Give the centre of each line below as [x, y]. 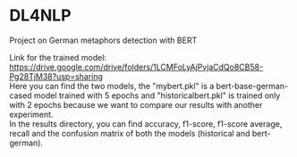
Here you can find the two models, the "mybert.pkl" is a [112, 86]
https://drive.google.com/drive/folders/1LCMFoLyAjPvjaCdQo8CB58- [136, 67]
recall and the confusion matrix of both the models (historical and [130, 133]
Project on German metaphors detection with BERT [103, 40]
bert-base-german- [252, 86]
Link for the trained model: [58, 57]
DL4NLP [40, 16]
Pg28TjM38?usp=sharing [56, 76]
